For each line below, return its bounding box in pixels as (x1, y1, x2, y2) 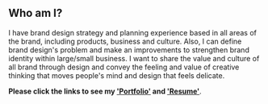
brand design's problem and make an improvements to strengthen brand (8, 44, 250, 55)
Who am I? (8, 6, 63, 20)
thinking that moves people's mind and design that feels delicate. (8, 70, 225, 80)
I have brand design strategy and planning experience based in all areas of (8, 27, 257, 37)
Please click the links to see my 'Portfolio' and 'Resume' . (8, 86, 202, 96)
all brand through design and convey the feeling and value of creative (8, 62, 240, 72)
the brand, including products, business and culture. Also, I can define (8, 36, 242, 46)
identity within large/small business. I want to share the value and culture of (8, 53, 260, 63)
